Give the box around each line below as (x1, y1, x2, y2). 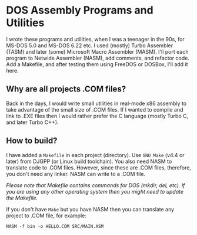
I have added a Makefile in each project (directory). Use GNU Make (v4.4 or (6, 151, 185, 158)
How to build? (6, 136, 58, 146)
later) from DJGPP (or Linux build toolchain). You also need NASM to (6, 158, 172, 165)
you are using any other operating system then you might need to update (6, 188, 184, 195)
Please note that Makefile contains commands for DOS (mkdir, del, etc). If (6, 181, 185, 189)
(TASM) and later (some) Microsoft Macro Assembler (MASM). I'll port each (6, 48, 189, 55)
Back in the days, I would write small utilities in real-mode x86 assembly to (6, 100, 187, 107)
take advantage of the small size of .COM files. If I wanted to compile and (6, 106, 183, 113)
